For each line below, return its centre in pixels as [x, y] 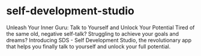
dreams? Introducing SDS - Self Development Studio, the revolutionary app [99, 40]
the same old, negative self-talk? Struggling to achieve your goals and [92, 33]
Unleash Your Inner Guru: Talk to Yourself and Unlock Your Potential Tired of [100, 27]
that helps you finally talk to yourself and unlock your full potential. [88, 46]
